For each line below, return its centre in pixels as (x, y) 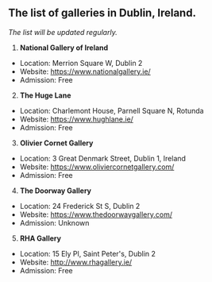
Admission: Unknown (54, 222)
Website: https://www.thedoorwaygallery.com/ (96, 214)
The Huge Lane (45, 95)
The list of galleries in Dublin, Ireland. (102, 13)
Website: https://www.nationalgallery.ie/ (85, 71)
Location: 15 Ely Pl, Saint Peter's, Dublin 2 (88, 253)
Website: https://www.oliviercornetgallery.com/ (97, 167)
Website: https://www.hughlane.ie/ (76, 119)
